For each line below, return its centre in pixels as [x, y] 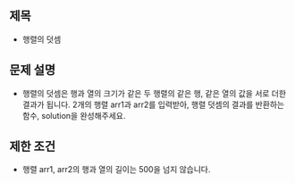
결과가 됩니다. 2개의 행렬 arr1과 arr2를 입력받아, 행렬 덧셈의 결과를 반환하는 [153, 104]
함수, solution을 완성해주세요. [74, 115]
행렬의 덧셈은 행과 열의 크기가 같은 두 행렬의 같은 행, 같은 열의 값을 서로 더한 [154, 93]
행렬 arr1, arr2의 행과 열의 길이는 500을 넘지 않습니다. [116, 170]
